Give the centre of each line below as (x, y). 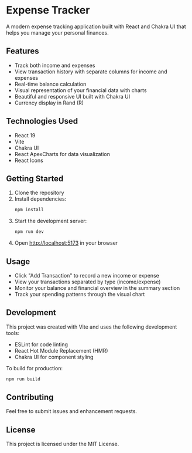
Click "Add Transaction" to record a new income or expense (87, 275)
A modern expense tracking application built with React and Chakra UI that (96, 26)
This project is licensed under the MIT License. (63, 444)
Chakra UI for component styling (54, 357)
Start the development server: (51, 221)
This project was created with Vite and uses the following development (92, 327)
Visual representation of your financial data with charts (81, 90)
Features (23, 51)
